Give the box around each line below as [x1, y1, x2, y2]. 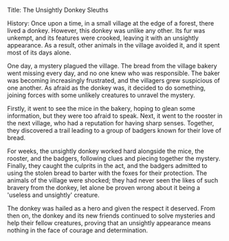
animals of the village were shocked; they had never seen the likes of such [7, 176, 219, 185]
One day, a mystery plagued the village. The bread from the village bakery [7, 62, 217, 70]
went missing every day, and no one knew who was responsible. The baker [7, 69, 220, 77]
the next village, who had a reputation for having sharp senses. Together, [7, 119, 215, 127]
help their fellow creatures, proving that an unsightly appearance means [7, 219, 211, 227]
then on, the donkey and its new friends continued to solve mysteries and [7, 211, 215, 220]
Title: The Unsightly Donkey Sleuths [7, 6, 109, 14]
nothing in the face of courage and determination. [7, 227, 149, 234]
